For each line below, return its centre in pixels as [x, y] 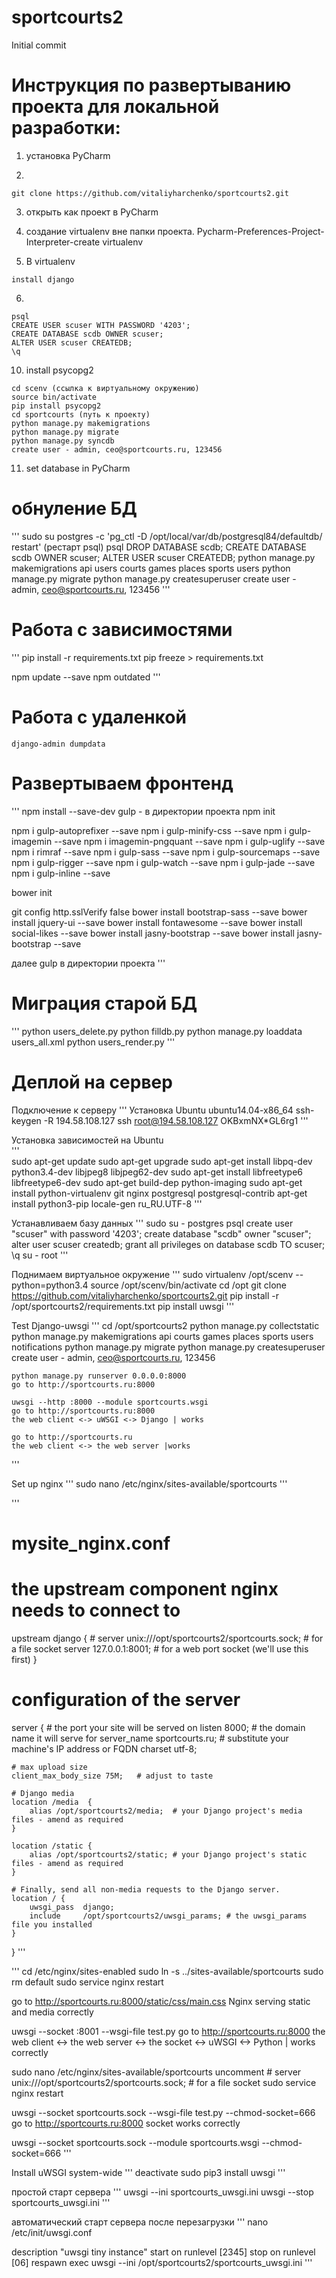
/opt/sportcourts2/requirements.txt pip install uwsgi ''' [123, 1306]
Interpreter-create [63, 242]
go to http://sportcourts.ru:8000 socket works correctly [126, 2123]
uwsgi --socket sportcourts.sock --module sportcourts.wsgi [135, 2142]
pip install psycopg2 [56, 406]
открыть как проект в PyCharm [92, 212]
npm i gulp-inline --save [61, 873]
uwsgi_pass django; [72, 1907]
